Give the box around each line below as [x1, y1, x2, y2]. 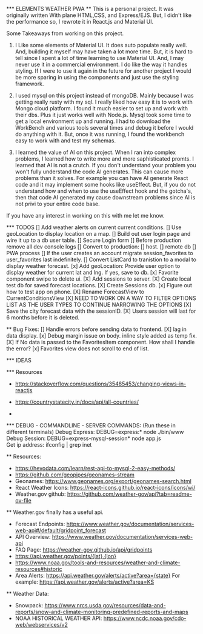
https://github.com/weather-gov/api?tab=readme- [67, 490, 192, 498]
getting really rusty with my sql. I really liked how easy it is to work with [15, 98, 193, 105]
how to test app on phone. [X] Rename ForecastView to [6, 288, 144, 295]
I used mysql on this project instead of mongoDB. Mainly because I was [15, 92, 194, 99]
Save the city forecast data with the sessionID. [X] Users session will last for [6, 307, 196, 315]
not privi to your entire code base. [15, 200, 100, 207]
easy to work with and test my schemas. [15, 137, 116, 144]
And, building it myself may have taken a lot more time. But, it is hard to [15, 48, 193, 55]
